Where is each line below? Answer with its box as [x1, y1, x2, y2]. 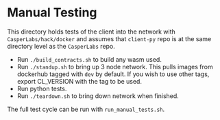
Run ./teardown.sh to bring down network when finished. [16, 91, 180, 100]
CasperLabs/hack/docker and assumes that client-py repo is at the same [7, 34, 212, 43]
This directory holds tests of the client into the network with [7, 27, 176, 36]
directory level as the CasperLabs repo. [7, 42, 115, 50]
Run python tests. [16, 84, 67, 93]
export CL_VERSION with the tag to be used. [16, 77, 143, 85]
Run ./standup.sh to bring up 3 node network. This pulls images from [16, 62, 214, 71]
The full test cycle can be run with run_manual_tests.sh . [7, 105, 165, 113]
